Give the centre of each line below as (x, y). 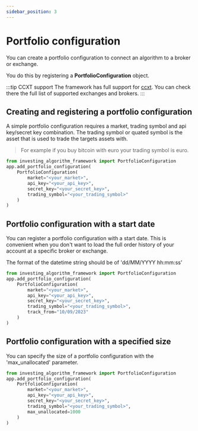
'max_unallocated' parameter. (42, 362)
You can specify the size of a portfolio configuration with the (80, 356)
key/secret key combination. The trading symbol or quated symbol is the (94, 133)
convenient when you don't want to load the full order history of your (90, 245)
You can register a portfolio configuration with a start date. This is (86, 238)
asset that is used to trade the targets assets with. (67, 139)
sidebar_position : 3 (32, 12)
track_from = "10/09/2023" (58, 312)
